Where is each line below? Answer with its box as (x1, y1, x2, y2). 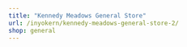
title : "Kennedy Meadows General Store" (8, 11, 147, 20)
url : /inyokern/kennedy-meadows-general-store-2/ (8, 19, 180, 27)
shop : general (8, 26, 57, 34)
